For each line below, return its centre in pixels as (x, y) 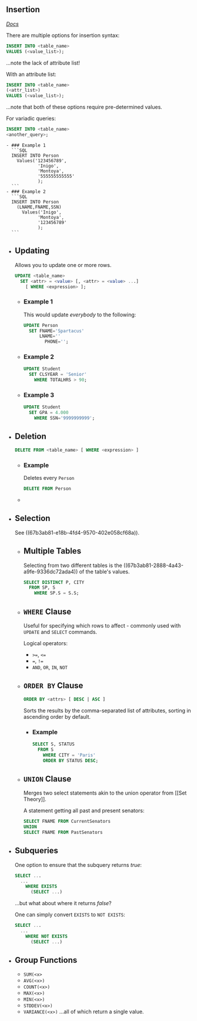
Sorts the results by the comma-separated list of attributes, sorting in (107, 710)
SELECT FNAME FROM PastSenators (63, 832)
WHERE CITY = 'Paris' (69, 755)
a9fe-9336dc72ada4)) (51, 571)
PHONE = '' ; (56, 342)
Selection (32, 518)
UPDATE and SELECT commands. (60, 632)
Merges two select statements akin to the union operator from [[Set (105, 793)
